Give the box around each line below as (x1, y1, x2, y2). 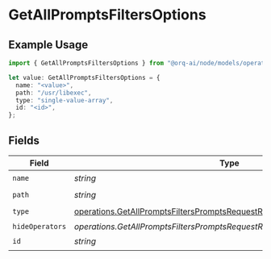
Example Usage (8, 38, 89, 52)
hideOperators (12, 222, 67, 231)
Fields (8, 133, 40, 147)
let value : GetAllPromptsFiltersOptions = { (8, 73, 161, 81)
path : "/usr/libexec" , (15, 89, 92, 97)
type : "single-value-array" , (15, 96, 114, 104)
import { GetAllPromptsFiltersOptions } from (8, 59, 164, 67)
